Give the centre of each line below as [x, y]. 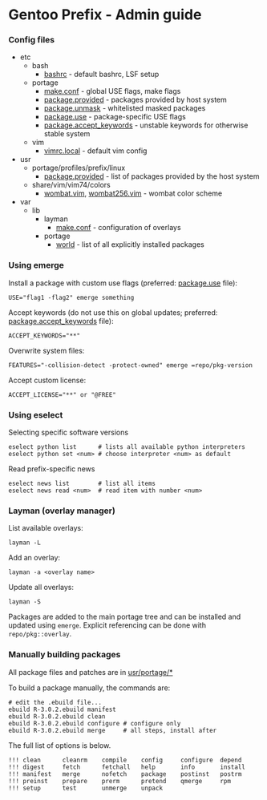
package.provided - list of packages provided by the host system [152, 176]
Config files [32, 40]
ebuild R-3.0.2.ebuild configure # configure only [95, 723]
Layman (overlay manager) [62, 511]
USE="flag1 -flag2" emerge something [71, 297]
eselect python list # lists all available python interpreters [127, 447]
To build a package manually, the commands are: [89, 688]
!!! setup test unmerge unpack [85, 788]
